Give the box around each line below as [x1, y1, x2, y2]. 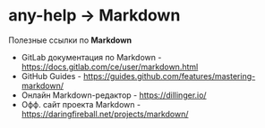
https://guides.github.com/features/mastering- [82, 70, 256, 81]
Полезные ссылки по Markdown [8, 35, 132, 45]
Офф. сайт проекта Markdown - [21, 99, 141, 109]
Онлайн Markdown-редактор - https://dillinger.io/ [21, 90, 207, 100]
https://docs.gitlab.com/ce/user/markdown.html [21, 61, 199, 72]
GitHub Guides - [21, 70, 82, 81]
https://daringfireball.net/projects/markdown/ [21, 108, 189, 119]
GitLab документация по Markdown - [21, 52, 162, 62]
